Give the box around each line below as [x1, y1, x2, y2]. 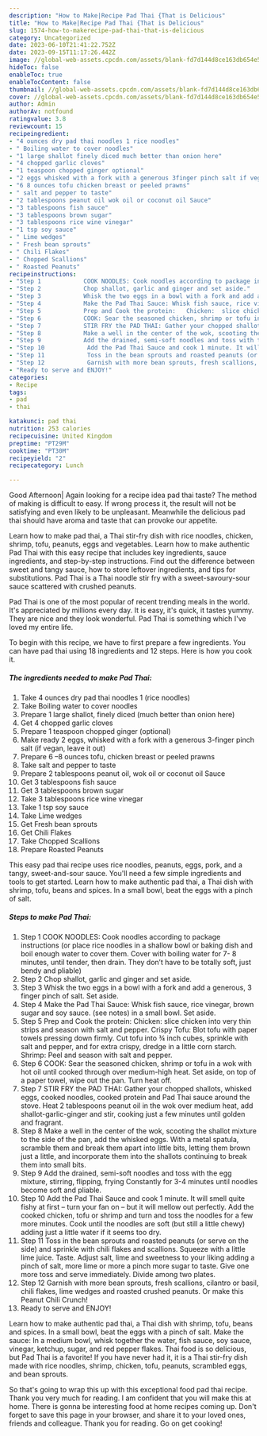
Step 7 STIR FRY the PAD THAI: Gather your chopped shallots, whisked [20, 1084, 252, 1094]
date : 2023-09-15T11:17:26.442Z [9, 48, 116, 56]
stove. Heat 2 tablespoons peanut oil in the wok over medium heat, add [20, 1101, 254, 1110]
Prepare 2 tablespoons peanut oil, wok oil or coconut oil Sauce [20, 769, 226, 778]
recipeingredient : [9, 129, 70, 137]
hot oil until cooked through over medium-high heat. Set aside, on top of [20, 1067, 257, 1077]
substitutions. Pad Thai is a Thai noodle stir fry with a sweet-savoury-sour [9, 573, 250, 583]
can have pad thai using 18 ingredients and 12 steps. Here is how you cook [9, 647, 253, 656]
